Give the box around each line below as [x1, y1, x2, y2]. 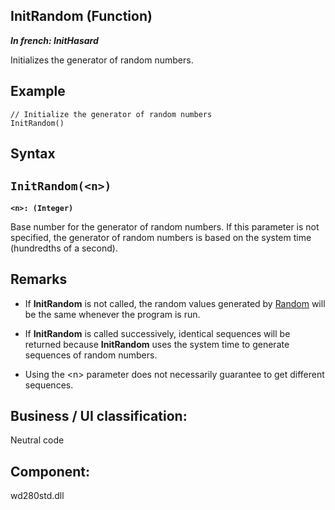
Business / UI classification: [10, 408, 188, 425]
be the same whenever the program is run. [24, 308, 201, 320]
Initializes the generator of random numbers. [10, 54, 194, 66]
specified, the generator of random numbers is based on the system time [10, 231, 312, 243]
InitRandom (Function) [10, 8, 153, 25]
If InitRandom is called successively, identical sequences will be [24, 327, 291, 339]
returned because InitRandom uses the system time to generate [24, 338, 290, 350]
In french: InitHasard [10, 34, 99, 46]
